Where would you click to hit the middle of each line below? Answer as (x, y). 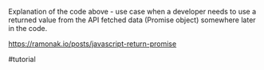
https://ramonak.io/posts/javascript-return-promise (93, 44)
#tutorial (22, 59)
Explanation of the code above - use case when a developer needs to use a (132, 12)
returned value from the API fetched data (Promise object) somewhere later (132, 20)
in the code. (28, 28)
